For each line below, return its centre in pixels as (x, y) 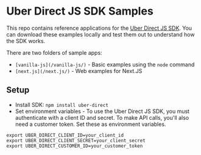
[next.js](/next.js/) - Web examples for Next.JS (79, 71)
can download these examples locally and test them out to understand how (100, 34)
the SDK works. (26, 41)
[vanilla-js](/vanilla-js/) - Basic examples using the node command (105, 64)
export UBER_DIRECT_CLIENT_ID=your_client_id (65, 135)
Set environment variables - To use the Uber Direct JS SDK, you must (102, 111)
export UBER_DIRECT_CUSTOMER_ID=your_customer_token (75, 146)
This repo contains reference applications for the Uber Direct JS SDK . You (99, 28)
